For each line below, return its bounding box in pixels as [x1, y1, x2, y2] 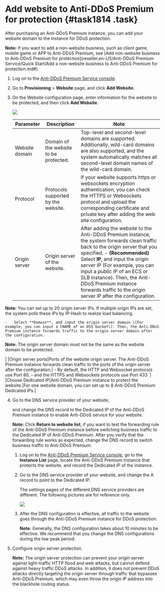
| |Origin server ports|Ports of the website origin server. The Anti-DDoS [5, 356, 149, 362]
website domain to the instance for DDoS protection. [5, 35, 111, 41]
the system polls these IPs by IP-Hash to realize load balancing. [5, 310, 134, 316]
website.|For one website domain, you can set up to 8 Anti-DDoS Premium [5, 382, 156, 388]
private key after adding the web [81, 211, 156, 218]
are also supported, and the [81, 147, 144, 154]
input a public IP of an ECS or [81, 268, 148, 275]
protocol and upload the [81, 198, 136, 205]
